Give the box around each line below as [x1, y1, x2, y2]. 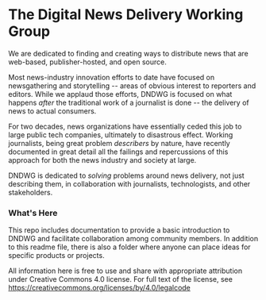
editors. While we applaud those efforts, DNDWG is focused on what [8, 89, 233, 98]
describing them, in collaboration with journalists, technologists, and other [8, 179, 251, 188]
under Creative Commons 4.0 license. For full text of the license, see [8, 275, 233, 284]
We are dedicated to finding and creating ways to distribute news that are [8, 48, 249, 58]
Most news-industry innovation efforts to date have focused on [8, 72, 215, 82]
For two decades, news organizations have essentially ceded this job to [8, 121, 242, 131]
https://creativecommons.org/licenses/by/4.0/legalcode [8, 283, 191, 293]
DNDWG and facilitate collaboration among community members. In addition [8, 234, 259, 244]
